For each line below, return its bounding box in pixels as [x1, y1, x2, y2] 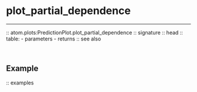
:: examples [6, 79, 34, 86]
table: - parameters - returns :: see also [6, 35, 101, 42]
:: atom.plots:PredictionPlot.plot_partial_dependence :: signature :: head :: [6, 29, 184, 36]
